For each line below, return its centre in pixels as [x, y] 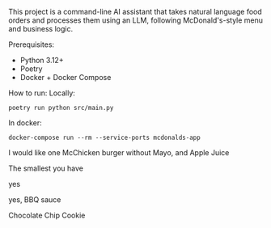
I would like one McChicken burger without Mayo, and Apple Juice [119, 152]
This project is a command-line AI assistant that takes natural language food [135, 12]
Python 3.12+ [42, 60]
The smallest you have [46, 168]
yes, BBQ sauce [35, 200]
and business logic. [41, 29]
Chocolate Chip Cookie [47, 215]
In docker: [25, 123]
